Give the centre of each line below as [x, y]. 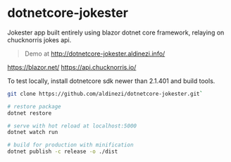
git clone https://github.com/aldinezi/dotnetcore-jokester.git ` [105, 94]
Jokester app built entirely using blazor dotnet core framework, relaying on [116, 32]
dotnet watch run [33, 132]
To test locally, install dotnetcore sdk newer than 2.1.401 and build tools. [111, 81]
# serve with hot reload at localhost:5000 [72, 126]
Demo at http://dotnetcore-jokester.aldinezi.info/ [95, 54]
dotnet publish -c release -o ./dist [63, 152]
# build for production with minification [70, 145]
